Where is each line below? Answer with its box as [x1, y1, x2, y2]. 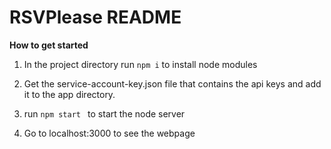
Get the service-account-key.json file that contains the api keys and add [23, 77, 322, 90]
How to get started [9, 39, 89, 51]
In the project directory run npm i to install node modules [23, 58, 258, 70]
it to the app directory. [23, 88, 116, 100]
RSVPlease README [9, 6, 182, 29]
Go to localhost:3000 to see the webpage [23, 127, 196, 139]
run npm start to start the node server [23, 107, 186, 120]
